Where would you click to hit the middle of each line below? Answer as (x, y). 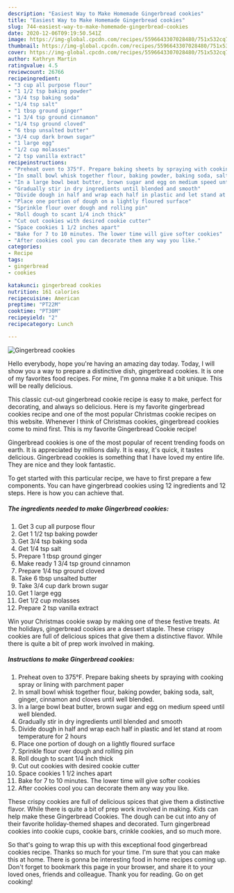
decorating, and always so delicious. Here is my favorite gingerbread (106, 406)
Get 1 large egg (40, 593)
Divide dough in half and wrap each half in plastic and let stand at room (120, 729)
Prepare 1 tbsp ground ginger (60, 556)
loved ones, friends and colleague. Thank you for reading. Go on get (106, 874)
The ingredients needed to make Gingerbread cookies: (89, 508)
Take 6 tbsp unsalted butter (57, 578)
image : (17, 40)
